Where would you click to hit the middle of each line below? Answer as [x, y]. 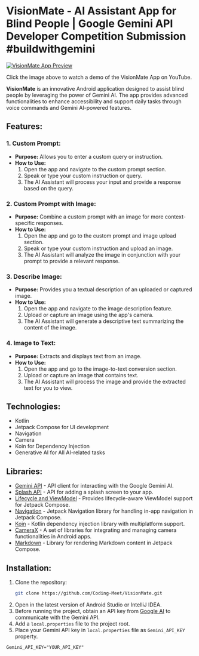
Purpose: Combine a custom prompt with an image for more [89, 217]
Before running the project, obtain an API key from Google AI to [93, 611]
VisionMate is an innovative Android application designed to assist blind [95, 88]
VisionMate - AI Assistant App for [91, 11]
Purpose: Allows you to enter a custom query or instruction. [89, 156]
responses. [50, 223]
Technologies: [33, 406]
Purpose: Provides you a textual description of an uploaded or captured [103, 289]
